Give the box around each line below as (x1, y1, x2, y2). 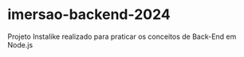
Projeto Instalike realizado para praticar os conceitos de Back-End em (7, 32, 237, 41)
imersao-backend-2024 (7, 6, 171, 24)
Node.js (7, 40, 33, 49)
